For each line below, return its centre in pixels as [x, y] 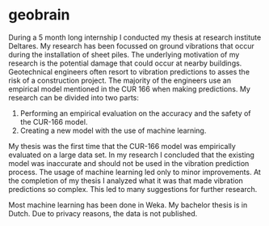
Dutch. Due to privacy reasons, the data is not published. [103, 213]
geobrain [39, 15]
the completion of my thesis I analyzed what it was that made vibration [126, 181]
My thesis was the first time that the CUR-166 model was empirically [122, 146]
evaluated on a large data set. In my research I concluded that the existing [131, 155]
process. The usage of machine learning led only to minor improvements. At [134, 172]
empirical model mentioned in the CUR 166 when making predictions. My [129, 89]
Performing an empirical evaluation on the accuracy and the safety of [136, 113]
